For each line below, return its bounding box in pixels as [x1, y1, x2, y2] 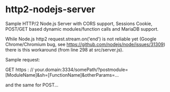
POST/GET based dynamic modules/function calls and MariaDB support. [5, 26, 159, 32]
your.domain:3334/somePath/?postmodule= [34, 66, 128, 73]
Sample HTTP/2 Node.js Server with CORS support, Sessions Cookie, [5, 20, 153, 27]
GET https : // [5, 66, 34, 73]
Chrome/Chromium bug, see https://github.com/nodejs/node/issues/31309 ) [5, 41, 165, 47]
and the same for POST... [5, 82, 59, 88]
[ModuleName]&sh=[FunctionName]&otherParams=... [5, 72, 119, 78]
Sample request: [5, 56, 40, 62]
